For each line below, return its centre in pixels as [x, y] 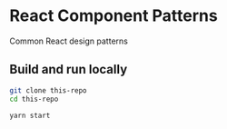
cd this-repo [34, 99]
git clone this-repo [49, 90]
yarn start [30, 115]
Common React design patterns [69, 41]
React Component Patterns [113, 16]
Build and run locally [69, 69]
